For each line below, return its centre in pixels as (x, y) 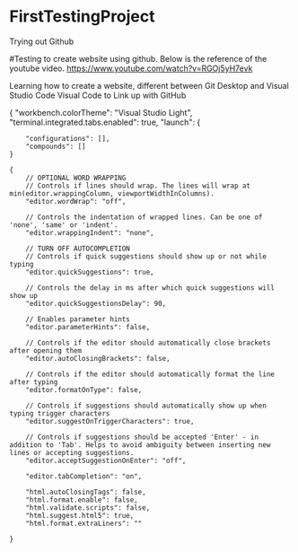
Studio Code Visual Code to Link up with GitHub (98, 95)
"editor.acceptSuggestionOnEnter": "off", (106, 460)
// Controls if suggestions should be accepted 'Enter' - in (142, 437)
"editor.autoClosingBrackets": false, (98, 358)
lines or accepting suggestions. (72, 452)
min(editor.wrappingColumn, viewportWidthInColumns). (112, 193)
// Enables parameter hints (78, 319)
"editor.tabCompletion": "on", (84, 476)
